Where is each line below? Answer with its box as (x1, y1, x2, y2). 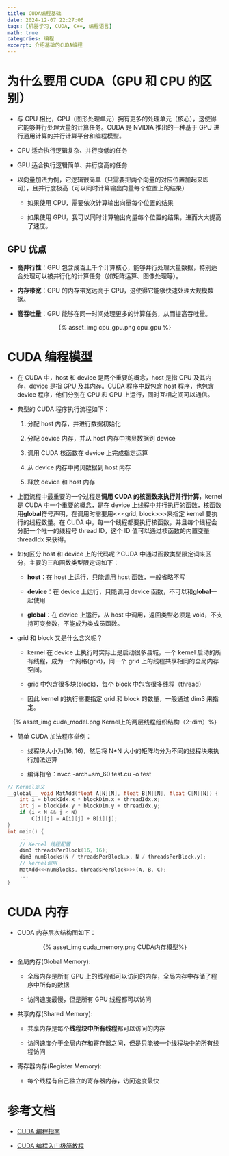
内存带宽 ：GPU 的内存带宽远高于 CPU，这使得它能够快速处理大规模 (16, 286, 208, 295)
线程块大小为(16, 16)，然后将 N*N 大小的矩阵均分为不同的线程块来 (27, 746, 214, 754)
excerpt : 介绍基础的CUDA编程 (7, 42, 83, 49)
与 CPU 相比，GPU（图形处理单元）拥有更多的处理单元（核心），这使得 (16, 114, 217, 123)
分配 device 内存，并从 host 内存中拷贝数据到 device (27, 434, 176, 442)
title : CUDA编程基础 (7, 10, 62, 17)
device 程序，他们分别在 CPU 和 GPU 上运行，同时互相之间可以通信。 (16, 390, 214, 398)
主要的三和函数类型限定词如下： (29, 558, 120, 566)
